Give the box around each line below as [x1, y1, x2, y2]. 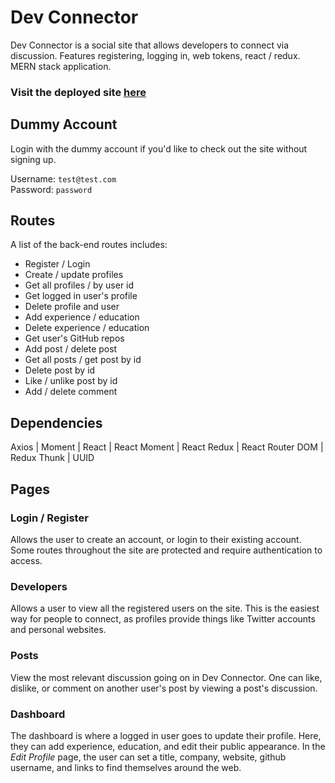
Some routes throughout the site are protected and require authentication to [10, 544, 323, 556]
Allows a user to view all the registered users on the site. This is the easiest [10, 602, 320, 615]
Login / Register [10, 511, 89, 525]
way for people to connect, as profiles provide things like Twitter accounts [10, 613, 316, 625]
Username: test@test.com [10, 172, 117, 185]
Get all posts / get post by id [24, 354, 142, 366]
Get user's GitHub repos [24, 332, 125, 345]
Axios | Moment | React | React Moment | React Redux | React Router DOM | [10, 441, 324, 453]
